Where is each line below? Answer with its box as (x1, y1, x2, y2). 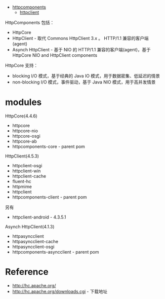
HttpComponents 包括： (5, 20, 54, 25)
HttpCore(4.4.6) (5, 113, 38, 119)
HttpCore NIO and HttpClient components (12, 52, 97, 58)
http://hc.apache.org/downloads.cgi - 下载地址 (12, 288, 108, 294)
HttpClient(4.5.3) (5, 153, 40, 159)
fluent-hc (12, 178, 32, 184)
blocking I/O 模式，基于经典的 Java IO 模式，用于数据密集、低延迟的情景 (12, 73, 161, 78)
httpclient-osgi (12, 162, 42, 168)
